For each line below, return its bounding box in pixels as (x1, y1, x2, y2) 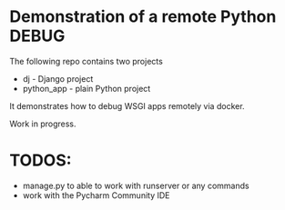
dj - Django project (22, 73, 94, 84)
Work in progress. (9, 118, 76, 129)
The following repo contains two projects (9, 55, 164, 66)
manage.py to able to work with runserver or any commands (22, 180, 249, 191)
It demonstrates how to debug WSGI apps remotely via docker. (9, 100, 245, 111)
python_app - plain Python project (22, 83, 151, 94)
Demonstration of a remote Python (9, 6, 277, 27)
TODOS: (9, 150, 72, 171)
